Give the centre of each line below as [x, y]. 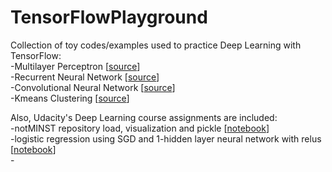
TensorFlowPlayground [109, 17]
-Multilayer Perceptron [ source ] [75, 66]
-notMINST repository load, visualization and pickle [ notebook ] [140, 128]
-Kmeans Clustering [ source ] [70, 98]
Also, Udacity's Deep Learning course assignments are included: [144, 117]
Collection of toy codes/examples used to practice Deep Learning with [156, 45]
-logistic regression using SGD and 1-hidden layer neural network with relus [166, 138]
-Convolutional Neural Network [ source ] [93, 87]
